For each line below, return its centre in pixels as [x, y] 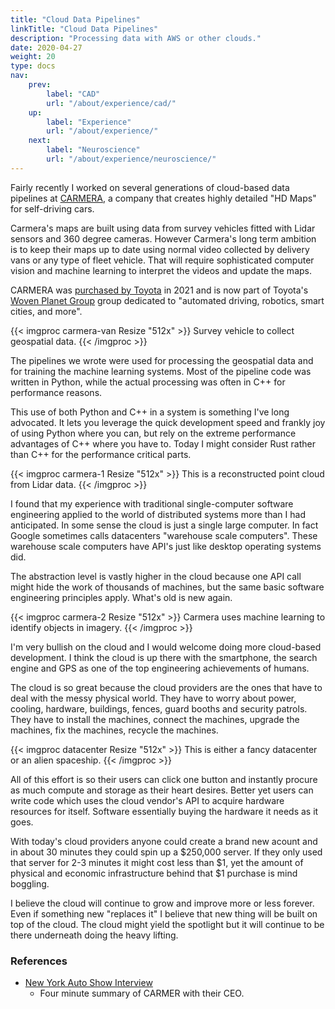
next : [40, 141]
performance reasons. [56, 392]
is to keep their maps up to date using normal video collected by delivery [160, 249]
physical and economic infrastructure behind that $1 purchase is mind [154, 873]
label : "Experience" [89, 122]
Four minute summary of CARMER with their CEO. [142, 993]
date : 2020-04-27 [46, 47]
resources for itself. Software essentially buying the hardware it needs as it [164, 811]
